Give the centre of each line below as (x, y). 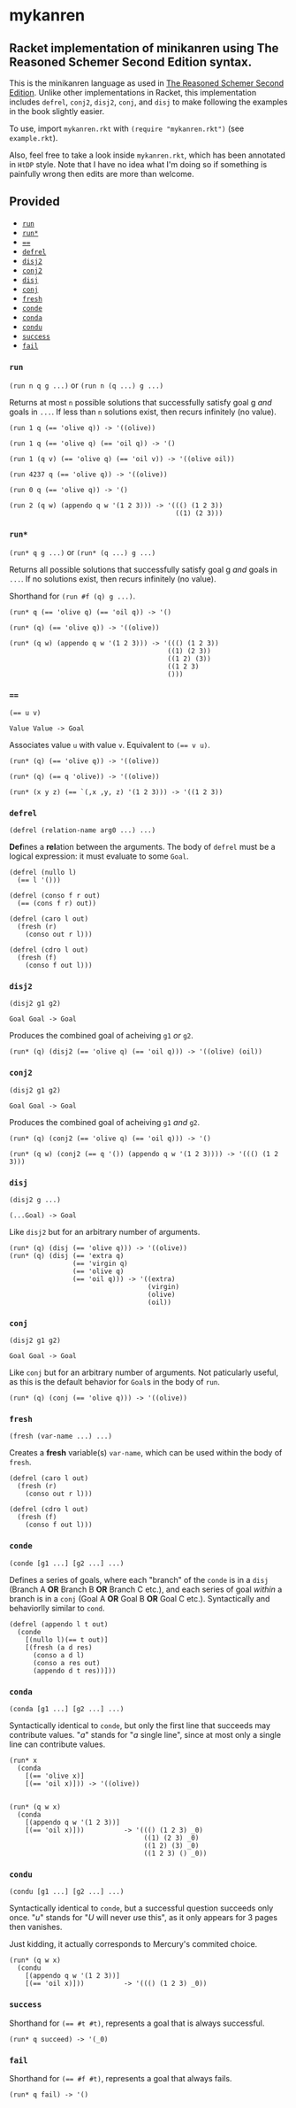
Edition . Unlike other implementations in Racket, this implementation (133, 93)
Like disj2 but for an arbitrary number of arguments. (105, 1232)
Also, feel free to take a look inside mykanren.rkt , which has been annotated (147, 155)
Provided (34, 201)
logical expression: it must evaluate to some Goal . (99, 856)
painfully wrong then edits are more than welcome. (102, 174)
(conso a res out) (66, 1663)
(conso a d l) (59, 1655)
